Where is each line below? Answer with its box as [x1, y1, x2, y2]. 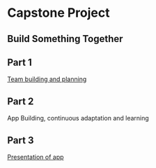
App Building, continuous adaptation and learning [7, 114, 150, 122]
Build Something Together [7, 33, 123, 45]
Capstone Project [7, 5, 110, 21]
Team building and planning [7, 75, 87, 83]
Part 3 [7, 134, 34, 146]
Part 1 [7, 56, 33, 68]
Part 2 [7, 95, 34, 107]
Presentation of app [7, 153, 64, 162]
